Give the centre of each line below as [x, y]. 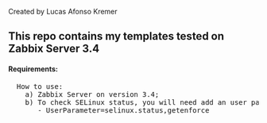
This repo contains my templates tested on [116, 36]
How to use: [40, 86]
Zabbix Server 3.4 [54, 49]
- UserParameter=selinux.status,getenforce [124, 110]
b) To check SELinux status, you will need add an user [136, 102]
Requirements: [33, 69]
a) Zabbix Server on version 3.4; [92, 94]
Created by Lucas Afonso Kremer [63, 12]
